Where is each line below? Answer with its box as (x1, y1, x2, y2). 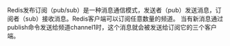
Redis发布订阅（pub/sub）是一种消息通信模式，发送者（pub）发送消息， (7, 6, 216, 14)
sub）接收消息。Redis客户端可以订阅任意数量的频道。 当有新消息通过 (25, 14, 224, 23)
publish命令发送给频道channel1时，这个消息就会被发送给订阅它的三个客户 (7, 23, 217, 31)
